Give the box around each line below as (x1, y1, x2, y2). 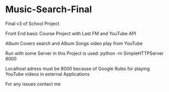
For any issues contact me (5, 81, 61, 87)
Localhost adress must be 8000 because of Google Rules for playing (5, 65, 150, 72)
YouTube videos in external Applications (5, 71, 90, 77)
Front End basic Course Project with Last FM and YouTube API (5, 30, 136, 36)
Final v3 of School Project (5, 20, 60, 27)
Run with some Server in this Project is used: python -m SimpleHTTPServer (5, 50, 164, 56)
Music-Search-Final (5, 4, 92, 15)
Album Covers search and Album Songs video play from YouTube (5, 40, 143, 47)
